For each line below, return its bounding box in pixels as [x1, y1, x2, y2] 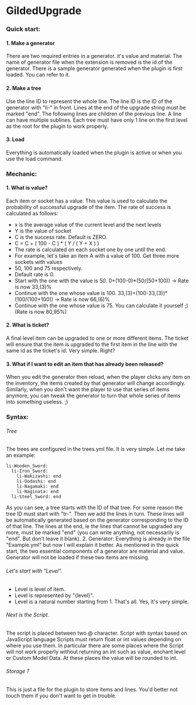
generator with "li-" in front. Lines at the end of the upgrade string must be [6, 104, 186, 111]
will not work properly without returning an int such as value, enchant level [6, 648, 186, 655]
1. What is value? [6, 184, 48, 191]
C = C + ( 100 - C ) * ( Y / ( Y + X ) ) [14, 239, 99, 247]
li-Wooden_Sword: [6, 463, 49, 469]
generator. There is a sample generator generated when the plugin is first [6, 65, 183, 72]
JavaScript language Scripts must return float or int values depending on [6, 635, 181, 642]
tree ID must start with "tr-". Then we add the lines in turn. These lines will [6, 511, 184, 518]
